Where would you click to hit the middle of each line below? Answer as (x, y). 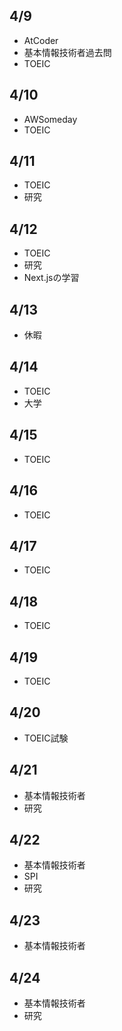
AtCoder (41, 40)
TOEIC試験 (46, 738)
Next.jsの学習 (51, 278)
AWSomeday (50, 119)
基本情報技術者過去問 (67, 52)
